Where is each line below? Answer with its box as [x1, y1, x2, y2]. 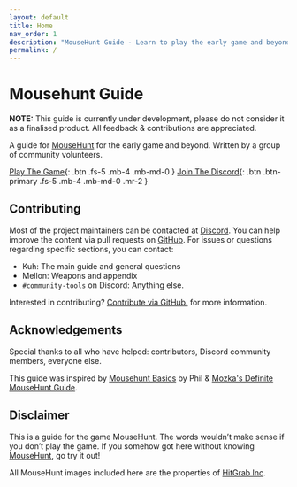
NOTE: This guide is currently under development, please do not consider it [9, 113, 285, 124]
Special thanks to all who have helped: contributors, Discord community [9, 346, 271, 357]
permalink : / [9, 46, 57, 55]
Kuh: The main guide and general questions [21, 260, 181, 271]
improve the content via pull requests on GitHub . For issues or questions [9, 234, 272, 244]
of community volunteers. [9, 150, 103, 160]
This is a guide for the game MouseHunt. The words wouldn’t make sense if [9, 431, 285, 442]
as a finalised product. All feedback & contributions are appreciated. [9, 123, 257, 134]
